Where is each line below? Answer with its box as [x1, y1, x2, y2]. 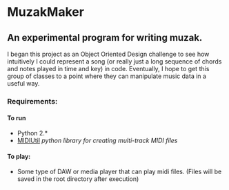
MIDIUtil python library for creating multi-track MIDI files [17, 136, 178, 145]
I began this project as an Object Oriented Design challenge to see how [7, 50, 210, 58]
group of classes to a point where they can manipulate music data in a [7, 72, 207, 80]
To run [7, 113, 26, 122]
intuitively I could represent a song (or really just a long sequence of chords [7, 57, 222, 66]
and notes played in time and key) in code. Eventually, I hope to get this [7, 65, 210, 73]
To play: [7, 152, 31, 160]
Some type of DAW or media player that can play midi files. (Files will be [17, 167, 222, 176]
